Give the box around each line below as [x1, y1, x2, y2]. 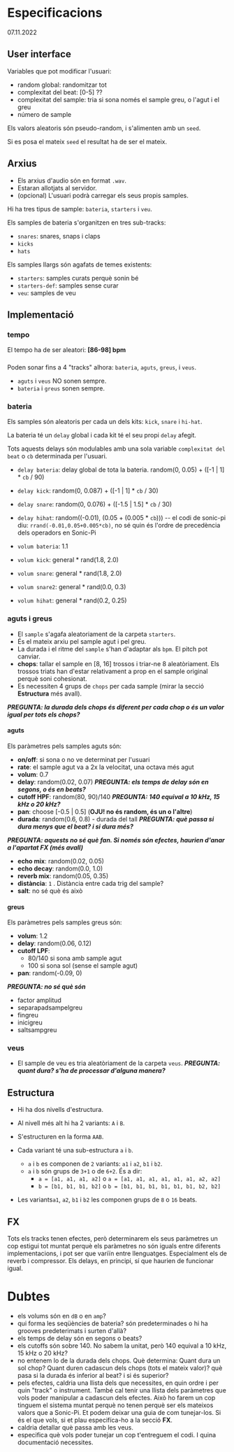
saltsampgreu [17, 1026, 57, 1034]
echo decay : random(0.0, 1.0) [17, 864, 103, 873]
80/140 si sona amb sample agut [27, 954, 122, 963]
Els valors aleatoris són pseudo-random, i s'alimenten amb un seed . [7, 124, 201, 132]
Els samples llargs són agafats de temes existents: [7, 260, 152, 269]
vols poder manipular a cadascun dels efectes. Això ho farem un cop [17, 1394, 216, 1402]
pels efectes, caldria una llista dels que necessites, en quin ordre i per [17, 1379, 219, 1387]
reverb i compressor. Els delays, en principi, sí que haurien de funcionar [7, 1257, 214, 1265]
